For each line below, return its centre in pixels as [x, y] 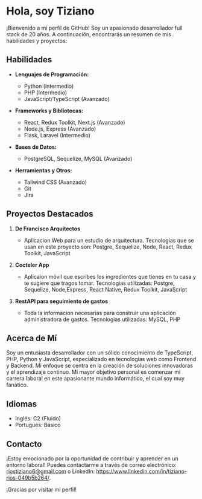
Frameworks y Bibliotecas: [49, 111]
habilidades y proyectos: [37, 41]
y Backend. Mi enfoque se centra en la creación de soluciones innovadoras [99, 366]
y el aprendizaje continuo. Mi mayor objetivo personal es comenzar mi [93, 372]
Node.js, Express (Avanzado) [60, 129]
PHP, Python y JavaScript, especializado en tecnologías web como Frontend [101, 359]
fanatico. [17, 385]
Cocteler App [32, 265]
